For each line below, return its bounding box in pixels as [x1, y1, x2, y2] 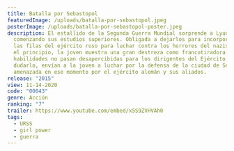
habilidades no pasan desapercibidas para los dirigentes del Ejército [13, 56, 226, 63]
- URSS [13, 120, 33, 127]
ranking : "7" [7, 101, 45, 108]
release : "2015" [7, 74, 54, 82]
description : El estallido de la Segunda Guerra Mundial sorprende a [7, 29, 214, 37]
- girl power [13, 127, 52, 134]
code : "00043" [7, 88, 49, 95]
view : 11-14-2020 [7, 81, 58, 88]
